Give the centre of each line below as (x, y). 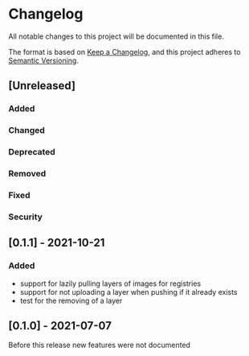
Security (25, 217)
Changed (27, 130)
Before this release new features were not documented (100, 345)
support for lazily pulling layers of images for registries (110, 284)
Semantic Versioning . (43, 60)
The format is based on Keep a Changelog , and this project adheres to (124, 52)
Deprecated (32, 152)
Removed (27, 174)
